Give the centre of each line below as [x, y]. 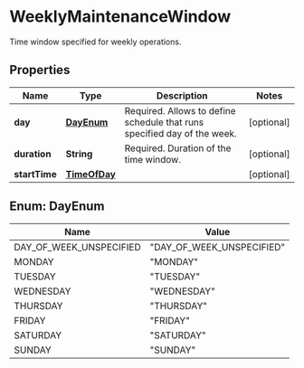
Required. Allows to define [180, 110]
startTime [35, 174]
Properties [40, 70]
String [79, 154]
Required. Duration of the [178, 148]
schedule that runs [164, 122]
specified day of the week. [180, 133]
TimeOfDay [90, 174]
